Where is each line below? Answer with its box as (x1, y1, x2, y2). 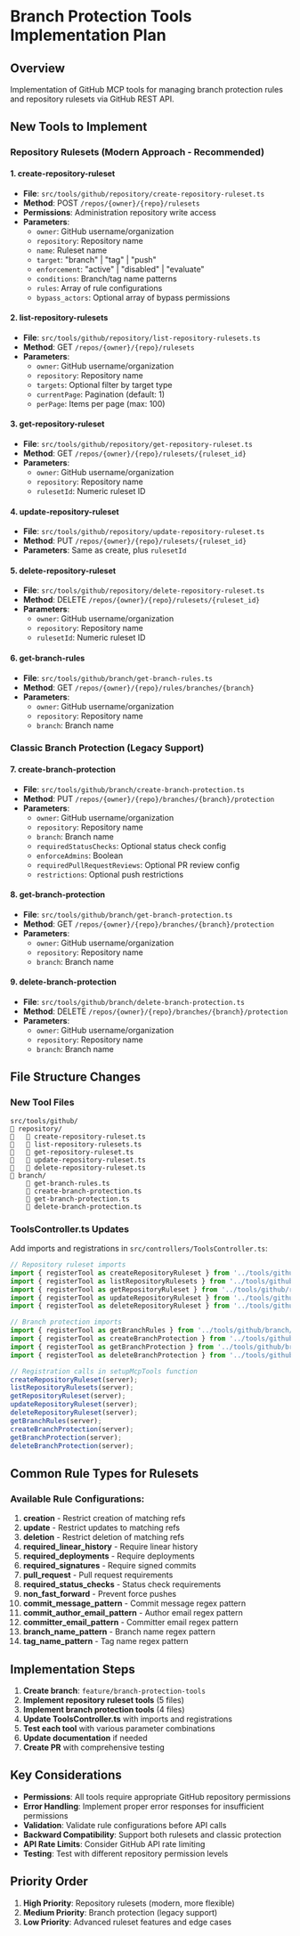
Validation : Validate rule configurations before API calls (22, 1819, 227, 1830)
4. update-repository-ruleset (10, 506, 119, 517)
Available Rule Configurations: (10, 1493, 145, 1505)
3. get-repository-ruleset (10, 418, 105, 429)
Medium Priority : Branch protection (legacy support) (22, 1907, 218, 1917)
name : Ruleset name (36, 245, 108, 255)
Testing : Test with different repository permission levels (22, 1848, 229, 1859)
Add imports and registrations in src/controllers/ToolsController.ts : (10, 1243, 268, 1254)
